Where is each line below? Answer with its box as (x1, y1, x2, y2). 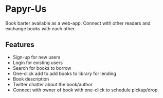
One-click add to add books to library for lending (12, 70, 117, 76)
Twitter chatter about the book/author (12, 81, 93, 87)
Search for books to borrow (12, 65, 71, 71)
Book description (12, 75, 49, 82)
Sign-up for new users (12, 54, 61, 60)
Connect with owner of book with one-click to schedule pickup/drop (12, 87, 158, 93)
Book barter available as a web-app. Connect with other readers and (5, 20, 151, 26)
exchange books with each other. (5, 25, 76, 31)
